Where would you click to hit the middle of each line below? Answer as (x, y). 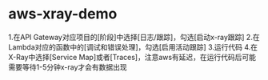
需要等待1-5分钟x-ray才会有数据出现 (68, 67)
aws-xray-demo (63, 14)
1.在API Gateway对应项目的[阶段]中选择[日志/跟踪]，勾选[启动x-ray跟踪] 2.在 (134, 37)
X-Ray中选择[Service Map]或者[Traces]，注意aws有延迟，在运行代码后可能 (132, 57)
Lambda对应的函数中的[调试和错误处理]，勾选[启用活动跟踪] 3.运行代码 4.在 (133, 47)
